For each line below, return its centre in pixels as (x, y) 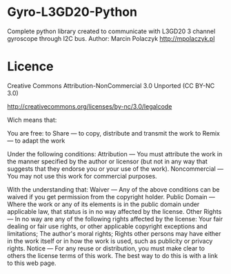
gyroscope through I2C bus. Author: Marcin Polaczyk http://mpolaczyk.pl (111, 38)
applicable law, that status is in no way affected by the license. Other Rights (114, 211)
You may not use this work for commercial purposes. (82, 176)
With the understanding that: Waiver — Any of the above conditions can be (113, 189)
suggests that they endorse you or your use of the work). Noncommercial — (115, 168)
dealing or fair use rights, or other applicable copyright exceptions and (107, 226)
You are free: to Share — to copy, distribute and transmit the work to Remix (114, 133)
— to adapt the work (36, 140)
